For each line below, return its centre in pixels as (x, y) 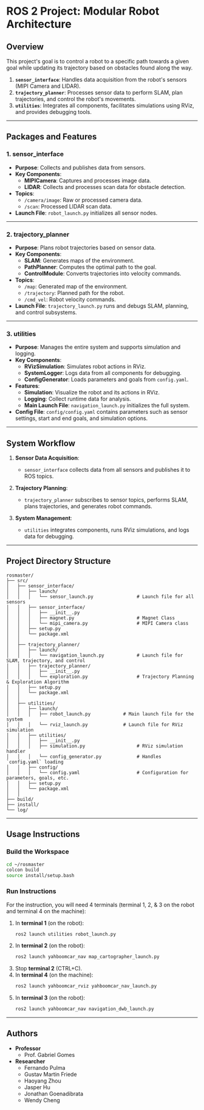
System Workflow (41, 443)
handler (16, 751)
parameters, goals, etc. (38, 778)
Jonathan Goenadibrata (54, 1094)
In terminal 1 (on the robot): (49, 923)
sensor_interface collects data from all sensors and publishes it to (107, 470)
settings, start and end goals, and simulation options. (81, 418)
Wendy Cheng (42, 1100)
